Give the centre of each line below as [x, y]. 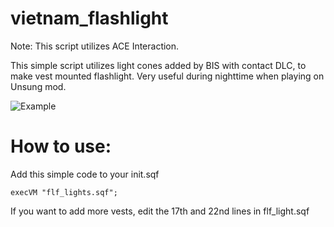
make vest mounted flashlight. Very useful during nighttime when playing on [167, 76]
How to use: [61, 146]
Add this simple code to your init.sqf [85, 174]
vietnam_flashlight [89, 18]
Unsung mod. [38, 86]
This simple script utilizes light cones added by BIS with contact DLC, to [158, 65]
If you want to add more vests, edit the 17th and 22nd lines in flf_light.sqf [160, 211]
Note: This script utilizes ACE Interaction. [95, 46]
